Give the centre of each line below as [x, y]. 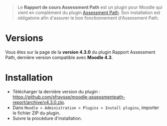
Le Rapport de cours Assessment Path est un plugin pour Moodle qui [90, 7]
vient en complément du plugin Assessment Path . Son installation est [89, 13]
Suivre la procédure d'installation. [47, 118]
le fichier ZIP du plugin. [36, 113]
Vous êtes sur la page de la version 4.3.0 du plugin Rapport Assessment [80, 52]
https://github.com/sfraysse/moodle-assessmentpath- [69, 97]
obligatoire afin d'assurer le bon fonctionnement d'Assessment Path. [88, 18]
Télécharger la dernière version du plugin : [56, 91]
